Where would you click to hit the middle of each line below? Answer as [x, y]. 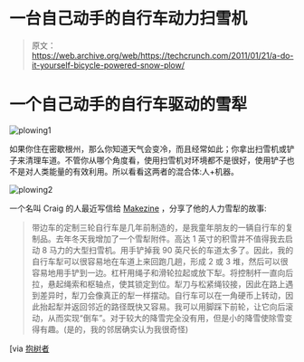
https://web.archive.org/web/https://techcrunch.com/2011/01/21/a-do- [162, 55]
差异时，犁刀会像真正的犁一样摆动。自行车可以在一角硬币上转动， [162, 295]
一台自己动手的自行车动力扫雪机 [128, 19]
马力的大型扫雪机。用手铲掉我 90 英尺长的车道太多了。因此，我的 [171, 250]
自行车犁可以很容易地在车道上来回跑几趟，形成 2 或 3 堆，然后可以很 [160, 261]
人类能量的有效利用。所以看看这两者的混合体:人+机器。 [136, 171]
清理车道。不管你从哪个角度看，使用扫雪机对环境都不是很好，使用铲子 [156, 160]
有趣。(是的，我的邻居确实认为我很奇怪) [114, 329]
